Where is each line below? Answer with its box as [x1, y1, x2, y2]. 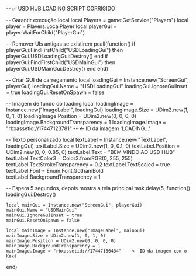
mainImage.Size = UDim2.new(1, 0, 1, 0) [6, 233, 106, 239]
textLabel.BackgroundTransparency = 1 [6, 173, 101, 180]
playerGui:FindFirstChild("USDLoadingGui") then [6, 47, 123, 53]
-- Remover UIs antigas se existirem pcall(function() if [6, 40, 136, 47]
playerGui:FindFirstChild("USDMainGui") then [6, 59, 116, 66]
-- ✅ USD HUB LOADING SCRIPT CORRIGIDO [6, 5, 115, 12]
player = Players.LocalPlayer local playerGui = [6, 23, 117, 30]
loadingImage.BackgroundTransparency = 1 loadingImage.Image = [6, 119, 167, 125]
